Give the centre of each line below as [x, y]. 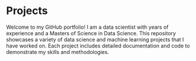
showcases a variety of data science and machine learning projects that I [95, 39]
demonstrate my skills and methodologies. [58, 52]
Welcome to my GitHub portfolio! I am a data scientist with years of [87, 27]
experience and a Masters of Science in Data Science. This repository [91, 33]
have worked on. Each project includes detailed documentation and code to [98, 46]
